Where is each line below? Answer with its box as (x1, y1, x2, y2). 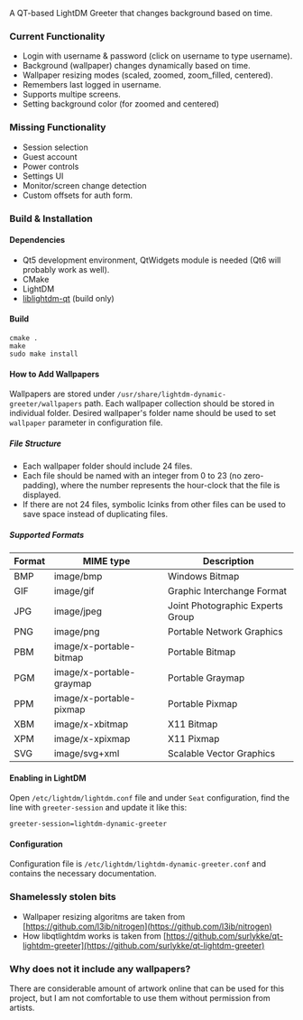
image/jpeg (53, 605, 102, 617)
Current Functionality (9, 30, 106, 42)
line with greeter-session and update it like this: (9, 802, 188, 813)
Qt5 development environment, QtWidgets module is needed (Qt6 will (22, 255, 281, 265)
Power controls (22, 161, 79, 172)
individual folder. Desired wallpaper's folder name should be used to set (9, 408, 277, 419)
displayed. (22, 489, 61, 500)
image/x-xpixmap (53, 733, 131, 746)
